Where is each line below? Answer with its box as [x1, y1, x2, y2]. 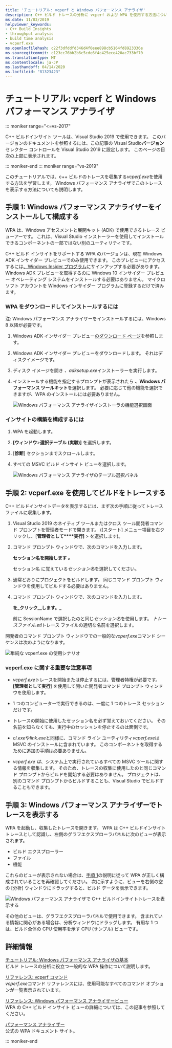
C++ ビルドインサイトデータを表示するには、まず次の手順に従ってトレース [5, 503, 164, 509]
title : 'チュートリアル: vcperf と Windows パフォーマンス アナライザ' [5, 7, 146, 13]
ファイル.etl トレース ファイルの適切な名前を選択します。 [17, 622, 137, 628]
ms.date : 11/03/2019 [5, 17, 50, 22]
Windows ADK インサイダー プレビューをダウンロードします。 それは [12, 350, 159, 356]
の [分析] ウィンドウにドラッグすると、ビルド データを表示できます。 [5, 885, 151, 891]
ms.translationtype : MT [5, 55, 56, 60]
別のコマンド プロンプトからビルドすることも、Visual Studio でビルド [12, 778, 160, 784]
